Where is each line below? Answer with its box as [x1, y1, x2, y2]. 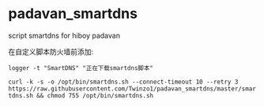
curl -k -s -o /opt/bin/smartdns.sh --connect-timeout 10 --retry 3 [8, 78, 239, 86]
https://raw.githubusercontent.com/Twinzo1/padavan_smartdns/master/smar [8, 84, 257, 93]
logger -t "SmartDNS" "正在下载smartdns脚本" [8, 64, 154, 72]
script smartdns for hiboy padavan [8, 31, 121, 40]
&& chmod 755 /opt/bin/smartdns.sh [36, 91, 154, 99]
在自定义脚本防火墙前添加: [8, 46, 94, 56]
